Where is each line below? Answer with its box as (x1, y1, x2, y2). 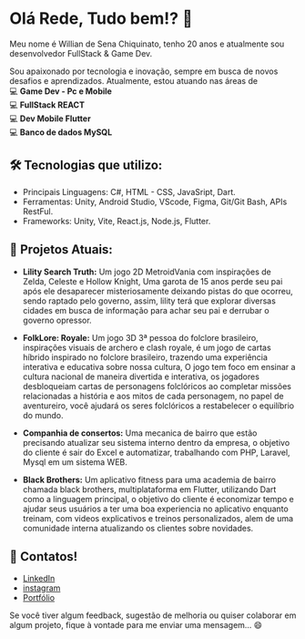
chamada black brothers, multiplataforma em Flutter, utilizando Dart (22, 483, 277, 495)
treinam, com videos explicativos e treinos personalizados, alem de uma (22, 512, 294, 523)
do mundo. (22, 409, 64, 420)
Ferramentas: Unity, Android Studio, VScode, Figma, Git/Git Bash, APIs (22, 196, 288, 207)
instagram (22, 582, 61, 593)
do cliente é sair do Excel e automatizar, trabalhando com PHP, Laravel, (22, 447, 290, 458)
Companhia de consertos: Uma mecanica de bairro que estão (22, 428, 258, 438)
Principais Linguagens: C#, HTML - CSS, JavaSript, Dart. (22, 186, 236, 197)
